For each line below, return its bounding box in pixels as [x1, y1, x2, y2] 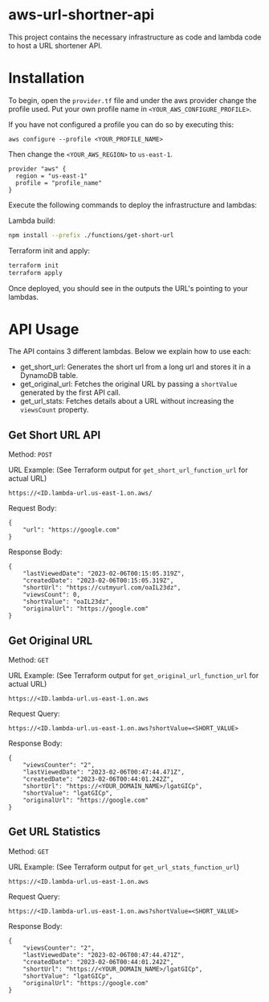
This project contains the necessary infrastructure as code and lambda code [8, 32, 262, 42]
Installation [8, 69, 85, 88]
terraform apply [8, 269, 63, 277]
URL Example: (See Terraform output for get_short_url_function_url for [8, 465, 249, 475]
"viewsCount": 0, [22, 591, 81, 599]
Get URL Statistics [8, 825, 101, 839]
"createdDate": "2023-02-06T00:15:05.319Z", [22, 577, 174, 585]
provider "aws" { [8, 165, 67, 173]
